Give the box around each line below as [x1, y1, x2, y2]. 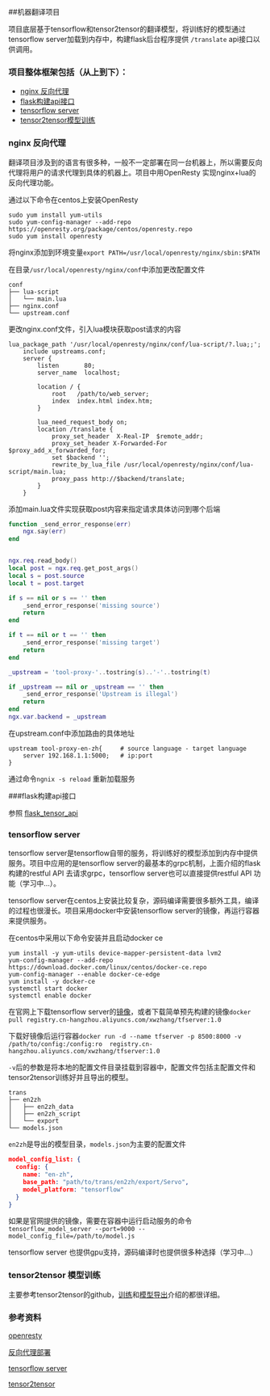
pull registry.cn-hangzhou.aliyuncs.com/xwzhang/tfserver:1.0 [8, 1016, 222, 1024]
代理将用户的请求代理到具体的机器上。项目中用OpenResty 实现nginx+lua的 [8, 167, 256, 177]
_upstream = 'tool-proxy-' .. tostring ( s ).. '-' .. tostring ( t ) [8, 668, 211, 677]
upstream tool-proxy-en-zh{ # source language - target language [8, 744, 247, 753]
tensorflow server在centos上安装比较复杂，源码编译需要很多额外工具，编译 [8, 896, 260, 905]
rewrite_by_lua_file [51, 460, 121, 469]
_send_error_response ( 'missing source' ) [23, 601, 160, 609]
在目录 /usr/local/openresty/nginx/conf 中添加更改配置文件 [8, 264, 206, 274]
